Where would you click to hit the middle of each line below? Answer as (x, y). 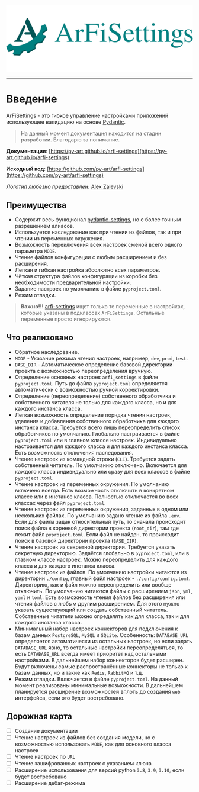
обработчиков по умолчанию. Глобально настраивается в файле (97, 433)
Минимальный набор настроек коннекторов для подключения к (96, 629)
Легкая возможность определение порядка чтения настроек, (93, 415)
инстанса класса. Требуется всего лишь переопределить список (97, 427)
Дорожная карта (39, 717)
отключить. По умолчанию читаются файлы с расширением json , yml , (103, 591)
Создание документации (46, 730)
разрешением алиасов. (44, 226)
